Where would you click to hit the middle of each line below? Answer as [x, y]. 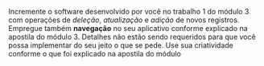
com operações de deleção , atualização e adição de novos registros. [124, 20]
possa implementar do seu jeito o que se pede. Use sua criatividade [121, 45]
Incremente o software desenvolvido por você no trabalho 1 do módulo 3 [129, 12]
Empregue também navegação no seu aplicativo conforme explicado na [128, 28]
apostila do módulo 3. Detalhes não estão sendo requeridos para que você [132, 37]
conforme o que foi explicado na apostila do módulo [95, 54]
